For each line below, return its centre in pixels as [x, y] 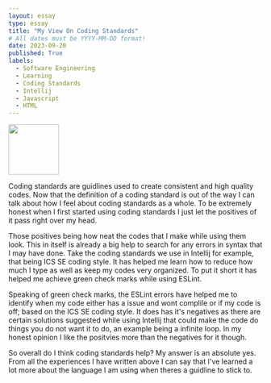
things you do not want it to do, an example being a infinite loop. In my [125, 329]
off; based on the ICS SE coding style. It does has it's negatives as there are [134, 312]
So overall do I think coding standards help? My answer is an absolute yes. [132, 353]
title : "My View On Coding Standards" [73, 31]
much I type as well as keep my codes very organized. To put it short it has [133, 270]
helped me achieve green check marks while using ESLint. [105, 279]
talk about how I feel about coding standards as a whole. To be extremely [130, 203]
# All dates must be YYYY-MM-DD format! [77, 38]
